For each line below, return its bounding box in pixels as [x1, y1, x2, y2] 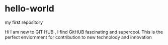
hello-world [5, 3, 55, 14]
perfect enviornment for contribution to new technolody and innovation [5, 34, 152, 40]
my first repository [5, 19, 43, 25]
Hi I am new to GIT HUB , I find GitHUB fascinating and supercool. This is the [5, 29, 163, 35]
